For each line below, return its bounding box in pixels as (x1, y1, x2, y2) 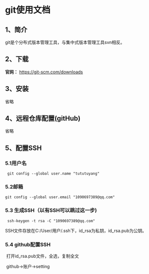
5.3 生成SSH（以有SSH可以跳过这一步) (5, 207, 97, 214)
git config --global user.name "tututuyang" (7, 171, 99, 176)
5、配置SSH (5, 144, 42, 152)
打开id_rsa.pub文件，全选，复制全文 (6, 253, 79, 259)
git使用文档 (5, 4, 50, 16)
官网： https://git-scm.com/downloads (5, 69, 83, 75)
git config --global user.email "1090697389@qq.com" (5, 195, 115, 200)
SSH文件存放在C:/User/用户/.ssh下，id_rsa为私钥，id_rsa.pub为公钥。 (5, 228, 147, 233)
